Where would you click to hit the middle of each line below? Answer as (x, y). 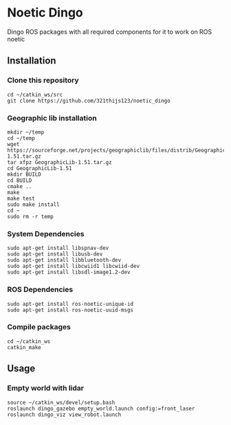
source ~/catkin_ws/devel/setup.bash (61, 402)
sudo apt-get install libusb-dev (55, 254)
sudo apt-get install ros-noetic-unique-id (70, 304)
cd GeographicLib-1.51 (40, 168)
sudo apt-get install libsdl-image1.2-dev (69, 272)
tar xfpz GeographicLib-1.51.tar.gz (59, 162)
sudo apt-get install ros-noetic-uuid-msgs (70, 310)
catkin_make (24, 347)
